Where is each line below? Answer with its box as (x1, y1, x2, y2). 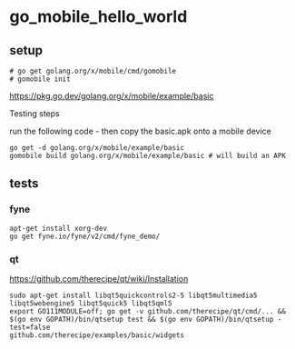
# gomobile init (9, 75, 71, 84)
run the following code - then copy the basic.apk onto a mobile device (9, 125, 272, 136)
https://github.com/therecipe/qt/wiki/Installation (9, 273, 189, 284)
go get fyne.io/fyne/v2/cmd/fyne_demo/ (9, 232, 161, 241)
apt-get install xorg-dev (9, 224, 107, 233)
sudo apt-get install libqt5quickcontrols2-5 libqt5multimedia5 (9, 291, 258, 300)
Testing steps (9, 108, 61, 119)
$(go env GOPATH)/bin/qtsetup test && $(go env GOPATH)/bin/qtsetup (9, 314, 274, 324)
